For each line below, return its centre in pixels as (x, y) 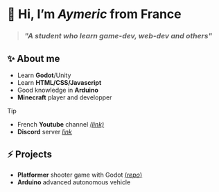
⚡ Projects (30, 155)
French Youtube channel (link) (61, 124)
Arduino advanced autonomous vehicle (74, 182)
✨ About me (34, 58)
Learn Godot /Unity (44, 75)
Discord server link (45, 131)
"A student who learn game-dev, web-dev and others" (118, 36)
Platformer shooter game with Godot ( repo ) (80, 175)
